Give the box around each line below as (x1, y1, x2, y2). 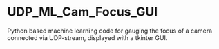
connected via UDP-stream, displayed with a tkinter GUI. (7, 33, 168, 42)
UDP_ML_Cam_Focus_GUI (7, 4, 158, 20)
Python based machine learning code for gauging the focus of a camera (7, 27, 213, 35)
